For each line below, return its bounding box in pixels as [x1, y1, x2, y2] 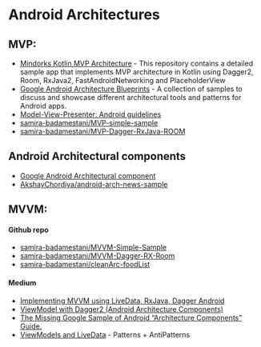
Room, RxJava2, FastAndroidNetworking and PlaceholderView [19, 76, 226, 85]
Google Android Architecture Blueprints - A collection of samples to [19, 84, 243, 94]
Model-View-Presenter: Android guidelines [19, 110, 162, 119]
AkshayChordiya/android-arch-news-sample [19, 179, 168, 189]
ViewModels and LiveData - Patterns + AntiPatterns [19, 329, 191, 339]
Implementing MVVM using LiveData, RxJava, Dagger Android [19, 296, 225, 305]
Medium [8, 278, 37, 287]
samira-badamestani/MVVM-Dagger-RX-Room [19, 251, 175, 261]
